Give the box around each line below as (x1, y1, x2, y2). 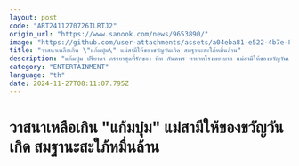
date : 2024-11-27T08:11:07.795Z (9, 79, 129, 88)
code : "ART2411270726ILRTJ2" (9, 21, 117, 30)
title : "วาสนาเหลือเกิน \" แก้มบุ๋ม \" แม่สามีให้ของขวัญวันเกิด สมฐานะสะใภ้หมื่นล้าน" (9, 46, 242, 55)
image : (9, 37, 34, 47)
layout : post (9, 12, 58, 22)
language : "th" (9, 71, 66, 80)
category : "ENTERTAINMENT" (9, 63, 109, 72)
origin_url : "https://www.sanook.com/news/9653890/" (9, 29, 209, 38)
